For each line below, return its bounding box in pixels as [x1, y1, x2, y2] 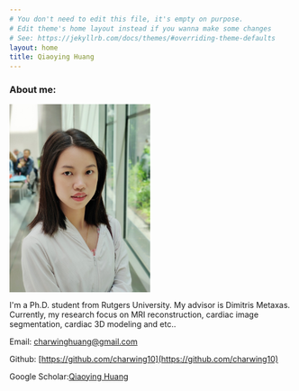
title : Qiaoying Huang [9, 52, 95, 62]
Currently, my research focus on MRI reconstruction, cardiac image [9, 309, 259, 320]
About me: [9, 84, 57, 96]
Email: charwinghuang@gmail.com [9, 336, 138, 347]
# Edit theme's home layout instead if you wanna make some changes [9, 23, 272, 33]
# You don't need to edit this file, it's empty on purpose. [9, 14, 244, 23]
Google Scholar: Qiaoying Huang [9, 370, 129, 382]
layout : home [9, 43, 59, 52]
